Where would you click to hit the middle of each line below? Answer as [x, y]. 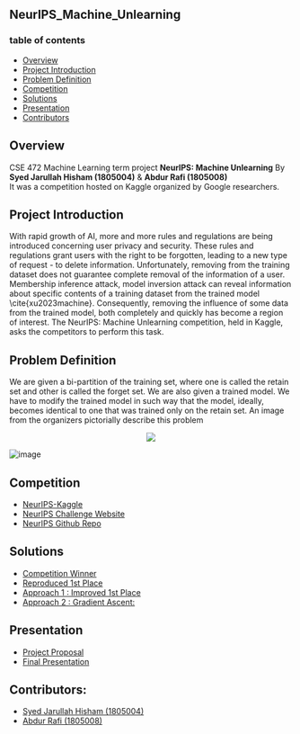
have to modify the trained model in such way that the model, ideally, [137, 401]
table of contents [47, 40]
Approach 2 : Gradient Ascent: [79, 602]
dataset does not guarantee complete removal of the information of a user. [147, 274]
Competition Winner [59, 573]
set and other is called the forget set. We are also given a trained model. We [150, 391]
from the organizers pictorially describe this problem [106, 420]
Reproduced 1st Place [62, 583]
